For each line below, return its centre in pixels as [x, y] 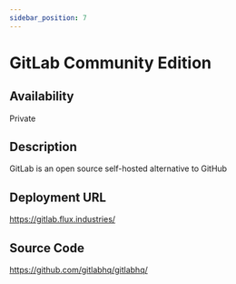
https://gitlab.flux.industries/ [63, 219]
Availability [42, 96]
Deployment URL [58, 197]
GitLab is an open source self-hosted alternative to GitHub [118, 168]
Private [23, 118]
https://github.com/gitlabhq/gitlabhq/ [79, 270]
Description [43, 147]
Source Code [47, 248]
